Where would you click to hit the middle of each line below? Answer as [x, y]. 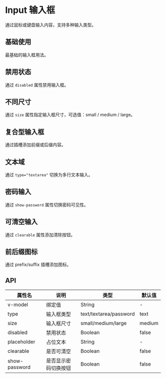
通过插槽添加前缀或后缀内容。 [35, 145]
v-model [18, 305]
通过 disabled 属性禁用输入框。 [37, 85]
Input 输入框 [30, 10]
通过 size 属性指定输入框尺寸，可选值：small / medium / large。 [70, 115]
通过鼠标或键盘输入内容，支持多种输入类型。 [51, 25]
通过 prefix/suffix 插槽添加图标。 [38, 265]
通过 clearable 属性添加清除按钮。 [40, 235]
